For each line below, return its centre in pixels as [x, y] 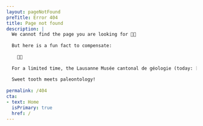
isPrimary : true [32, 108]
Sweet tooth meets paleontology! [54, 79]
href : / [21, 113]
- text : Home [23, 102]
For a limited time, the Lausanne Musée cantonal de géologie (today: [102, 68]
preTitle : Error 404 [32, 18]
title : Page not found [35, 23]
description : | [25, 29]
